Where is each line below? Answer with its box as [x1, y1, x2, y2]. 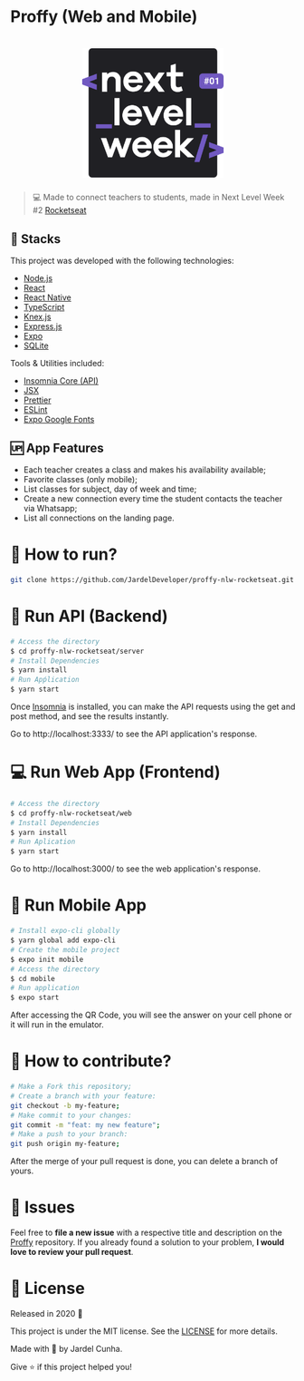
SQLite [23, 340, 49, 351]
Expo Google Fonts [23, 414, 95, 425]
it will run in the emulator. [10, 1019, 105, 1030]
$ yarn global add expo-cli [10, 936, 117, 945]
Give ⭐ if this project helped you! [10, 1362, 132, 1373]
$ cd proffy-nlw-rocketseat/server [10, 647, 145, 656]
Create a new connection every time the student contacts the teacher [23, 493, 283, 504]
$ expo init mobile [10, 955, 84, 964]
